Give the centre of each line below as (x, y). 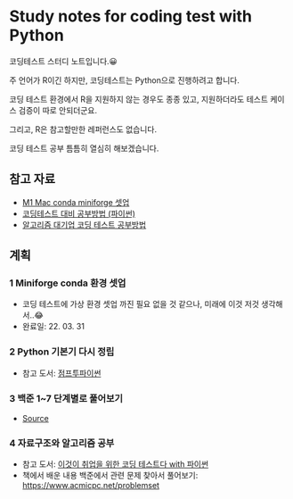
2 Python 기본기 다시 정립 (62, 352)
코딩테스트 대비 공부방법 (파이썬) (79, 213)
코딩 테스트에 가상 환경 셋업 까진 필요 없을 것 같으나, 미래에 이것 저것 (141, 304)
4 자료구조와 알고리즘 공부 (62, 443)
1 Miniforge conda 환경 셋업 (68, 283)
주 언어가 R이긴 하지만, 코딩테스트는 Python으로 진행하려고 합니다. (125, 80)
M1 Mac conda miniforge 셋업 (76, 202)
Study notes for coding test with (130, 17)
